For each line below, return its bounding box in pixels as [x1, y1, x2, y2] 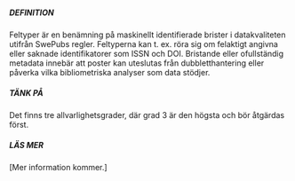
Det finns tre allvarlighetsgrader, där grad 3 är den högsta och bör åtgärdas [9, 109, 285, 120]
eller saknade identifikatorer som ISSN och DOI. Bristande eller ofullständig [9, 48, 284, 59]
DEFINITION [9, 7, 55, 18]
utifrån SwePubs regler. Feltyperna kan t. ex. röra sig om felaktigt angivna [9, 38, 278, 49]
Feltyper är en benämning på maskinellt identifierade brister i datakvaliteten [9, 29, 286, 40]
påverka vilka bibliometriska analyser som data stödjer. [9, 67, 211, 77]
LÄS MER [9, 139, 44, 150]
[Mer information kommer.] [9, 161, 108, 172]
